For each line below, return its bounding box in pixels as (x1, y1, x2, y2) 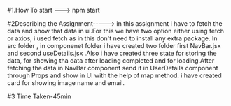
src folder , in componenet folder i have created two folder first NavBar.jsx (7, 42, 221, 50)
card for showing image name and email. (7, 79, 125, 86)
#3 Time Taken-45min (7, 92, 71, 100)
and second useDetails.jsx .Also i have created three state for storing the (7, 49, 217, 57)
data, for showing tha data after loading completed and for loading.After (7, 56, 215, 65)
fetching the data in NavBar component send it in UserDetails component (7, 64, 218, 72)
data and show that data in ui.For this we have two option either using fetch (7, 27, 225, 35)
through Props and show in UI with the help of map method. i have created (7, 71, 222, 79)
